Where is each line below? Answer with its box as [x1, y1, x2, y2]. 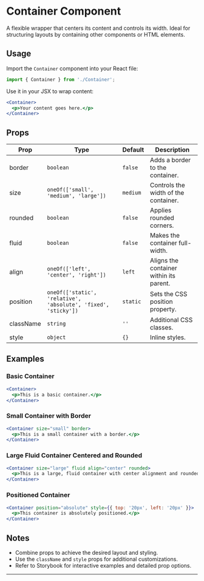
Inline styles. [149, 333, 186, 342]
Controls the [149, 181, 185, 189]
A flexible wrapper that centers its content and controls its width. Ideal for [6, 24, 191, 32]
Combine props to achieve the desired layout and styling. [15, 549, 158, 556]
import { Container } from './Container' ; [6, 76, 115, 83]
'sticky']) [47, 308, 79, 314]
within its [149, 272, 176, 280]
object [47, 334, 66, 341]
